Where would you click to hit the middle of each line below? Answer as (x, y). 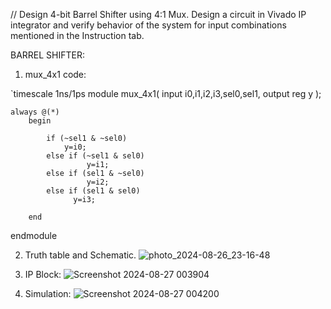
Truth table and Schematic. (80, 255)
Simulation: (48, 293)
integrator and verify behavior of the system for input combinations (148, 25)
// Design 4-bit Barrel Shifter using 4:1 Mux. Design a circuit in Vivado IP (158, 14)
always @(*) (35, 112)
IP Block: (43, 274)
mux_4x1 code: (55, 74)
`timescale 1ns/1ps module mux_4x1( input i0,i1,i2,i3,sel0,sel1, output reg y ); (166, 93)
